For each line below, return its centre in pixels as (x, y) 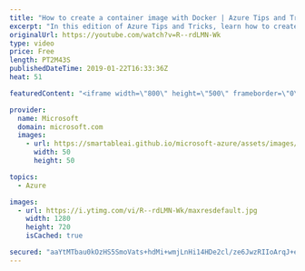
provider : (28, 110)
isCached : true (54, 236)
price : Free (32, 52)
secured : (26, 252)
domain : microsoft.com (60, 127)
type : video (32, 43)
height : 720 (48, 227)
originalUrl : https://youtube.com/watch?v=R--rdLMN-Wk (115, 35)
